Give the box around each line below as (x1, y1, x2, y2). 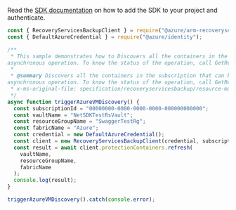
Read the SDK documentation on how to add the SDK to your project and (7, 6, 218, 14)
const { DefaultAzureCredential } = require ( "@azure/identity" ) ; (7, 33, 202, 41)
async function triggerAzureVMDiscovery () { (7, 98, 140, 105)
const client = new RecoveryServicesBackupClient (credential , (13, 138, 199, 145)
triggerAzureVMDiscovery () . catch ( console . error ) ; (7, 196, 156, 203)
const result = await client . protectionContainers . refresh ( (13, 144, 193, 151)
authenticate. (7, 13, 46, 22)
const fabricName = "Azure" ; (13, 124, 99, 132)
